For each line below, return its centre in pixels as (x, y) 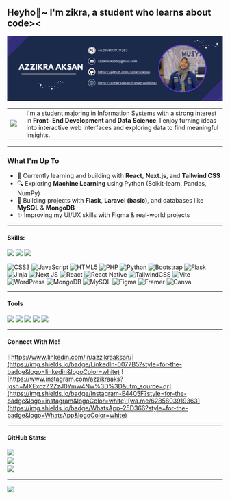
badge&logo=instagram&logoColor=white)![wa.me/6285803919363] (104, 401)
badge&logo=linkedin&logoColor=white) (64, 372)
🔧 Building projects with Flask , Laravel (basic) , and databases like (110, 201)
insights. (38, 135)
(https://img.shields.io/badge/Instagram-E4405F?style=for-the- (97, 394)
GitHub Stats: (27, 437)
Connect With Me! (34, 342)
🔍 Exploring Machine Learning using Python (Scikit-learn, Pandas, (112, 184)
